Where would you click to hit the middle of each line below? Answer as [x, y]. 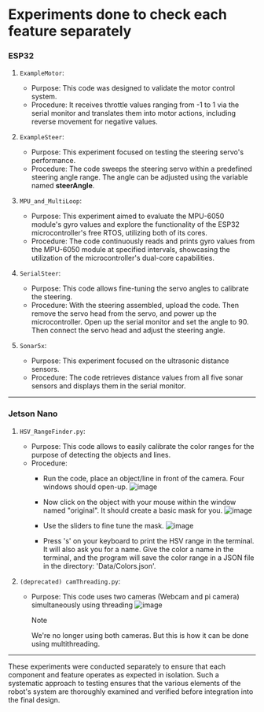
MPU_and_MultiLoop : [51, 201]
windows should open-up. [85, 487]
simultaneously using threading [82, 605]
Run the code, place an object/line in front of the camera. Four [144, 478]
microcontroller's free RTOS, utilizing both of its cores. [119, 233]
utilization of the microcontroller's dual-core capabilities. [123, 258]
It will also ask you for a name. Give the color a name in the [138, 549]
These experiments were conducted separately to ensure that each [117, 666]
